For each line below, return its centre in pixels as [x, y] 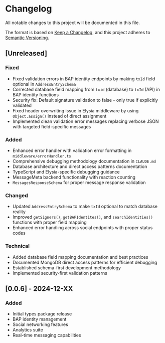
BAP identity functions [36, 95]
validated [22, 105]
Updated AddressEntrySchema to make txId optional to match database [85, 207]
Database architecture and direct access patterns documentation [80, 166]
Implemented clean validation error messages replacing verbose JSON [86, 121]
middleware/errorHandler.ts [42, 156]
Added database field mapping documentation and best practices [80, 257]
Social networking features [40, 324]
